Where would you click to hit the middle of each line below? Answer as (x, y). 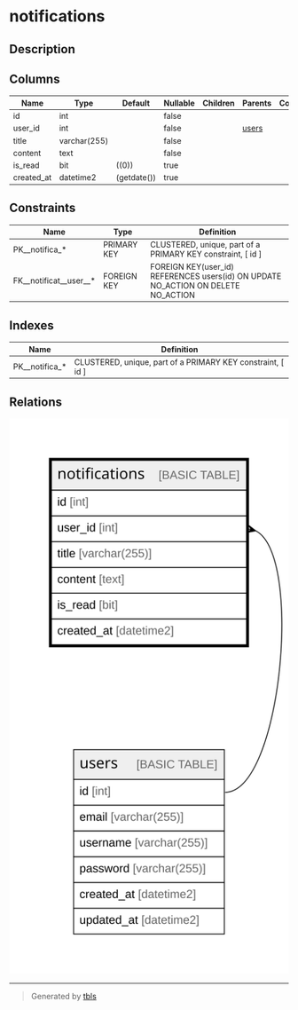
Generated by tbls (64, 997)
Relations (36, 402)
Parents (257, 103)
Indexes (32, 325)
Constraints (43, 208)
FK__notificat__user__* (54, 280)
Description (42, 49)
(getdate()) (136, 178)
